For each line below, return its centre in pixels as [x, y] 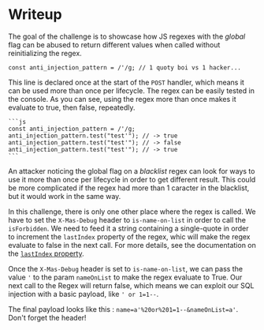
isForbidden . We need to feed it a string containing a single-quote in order [128, 228]
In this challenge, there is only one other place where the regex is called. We [132, 212]
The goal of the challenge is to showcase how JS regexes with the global [127, 36]
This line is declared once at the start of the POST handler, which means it [126, 82]
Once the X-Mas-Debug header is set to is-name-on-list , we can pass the [125, 268]
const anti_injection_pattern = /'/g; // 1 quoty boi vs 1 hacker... [125, 67]
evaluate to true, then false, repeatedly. [72, 107]
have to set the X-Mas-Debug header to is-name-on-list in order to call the [127, 219]
